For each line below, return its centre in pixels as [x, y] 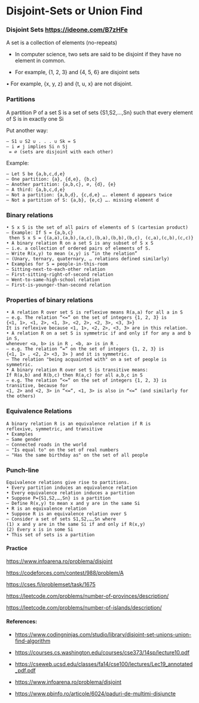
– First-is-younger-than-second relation [59, 285]
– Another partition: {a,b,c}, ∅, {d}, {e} [61, 184]
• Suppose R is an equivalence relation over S [67, 514]
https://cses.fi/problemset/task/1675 [51, 585]
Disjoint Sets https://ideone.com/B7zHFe [67, 30]
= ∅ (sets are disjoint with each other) [61, 152]
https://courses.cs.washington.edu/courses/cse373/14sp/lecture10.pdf [102, 653]
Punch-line [23, 470]
